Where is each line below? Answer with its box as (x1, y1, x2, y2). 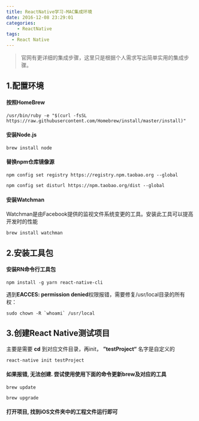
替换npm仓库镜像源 (6, 158, 55, 165)
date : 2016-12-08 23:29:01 (6, 14, 74, 20)
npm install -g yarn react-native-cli (6, 279, 103, 286)
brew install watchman (6, 230, 63, 236)
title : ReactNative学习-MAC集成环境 (6, 8, 92, 15)
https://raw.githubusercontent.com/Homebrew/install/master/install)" (6, 118, 186, 124)
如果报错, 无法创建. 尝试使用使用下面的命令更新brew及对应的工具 (6, 370, 167, 378)
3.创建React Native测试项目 (6, 328, 110, 339)
